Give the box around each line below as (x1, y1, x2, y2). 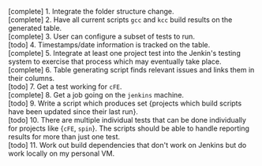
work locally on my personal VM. (8, 149, 115, 158)
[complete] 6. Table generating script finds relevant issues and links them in (8, 65, 255, 74)
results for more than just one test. (8, 132, 121, 141)
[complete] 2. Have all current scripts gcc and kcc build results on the (8, 15, 233, 24)
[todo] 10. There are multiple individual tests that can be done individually (8, 116, 247, 124)
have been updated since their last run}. (8, 107, 138, 116)
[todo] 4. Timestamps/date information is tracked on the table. (8, 40, 211, 50)
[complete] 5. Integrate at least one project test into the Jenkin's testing (8, 49, 241, 57)
